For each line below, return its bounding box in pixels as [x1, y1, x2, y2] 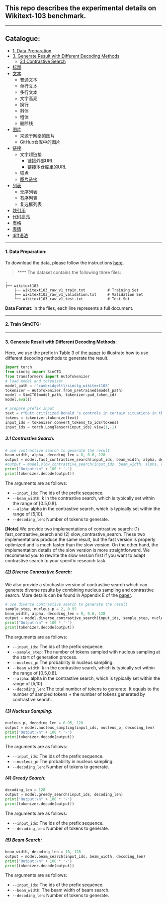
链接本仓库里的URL [27, 164, 67, 170]
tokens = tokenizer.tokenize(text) [5, 415, 79, 420]
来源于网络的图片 [19, 132, 55, 138]
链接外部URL [27, 157, 54, 163]
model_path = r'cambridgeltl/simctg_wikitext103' [5, 383, 110, 388]
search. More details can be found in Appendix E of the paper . [5, 592, 133, 598]
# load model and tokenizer [5, 379, 64, 384]
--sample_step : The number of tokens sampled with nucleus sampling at [12, 649, 161, 655]
